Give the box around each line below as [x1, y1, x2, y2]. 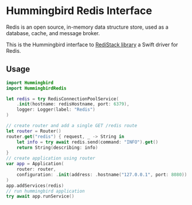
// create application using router [6, 155, 95, 162]
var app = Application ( [6, 161, 64, 167]
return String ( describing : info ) [16, 145, 98, 151]
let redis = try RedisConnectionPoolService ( [6, 95, 119, 102]
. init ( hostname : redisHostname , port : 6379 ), [16, 101, 130, 107]
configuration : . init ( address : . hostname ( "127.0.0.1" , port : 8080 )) [16, 172, 187, 177]
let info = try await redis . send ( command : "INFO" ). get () [16, 139, 159, 145]
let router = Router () [6, 128, 61, 134]
